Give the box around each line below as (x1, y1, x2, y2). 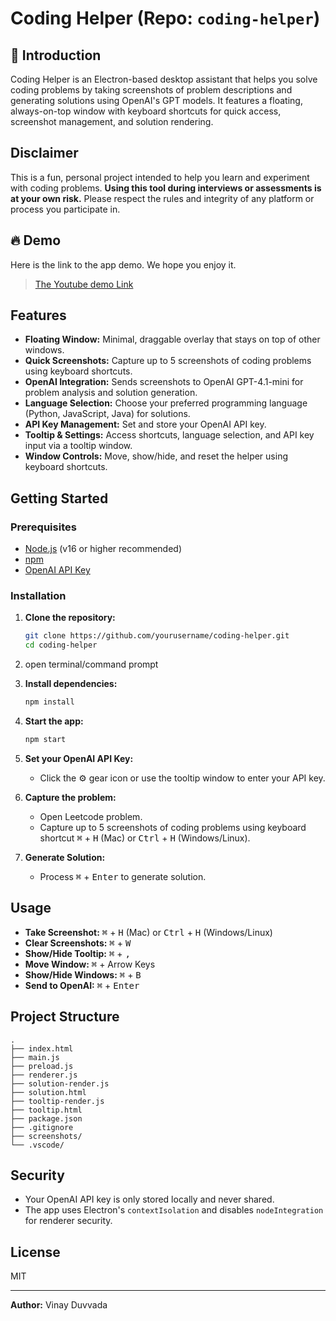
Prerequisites (10, 520, 77, 534)
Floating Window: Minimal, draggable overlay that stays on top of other (24, 333, 321, 346)
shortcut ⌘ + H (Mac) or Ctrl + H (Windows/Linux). (39, 832, 251, 844)
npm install (24, 697, 75, 707)
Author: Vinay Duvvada (10, 1299, 108, 1311)
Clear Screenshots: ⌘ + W (24, 937, 132, 949)
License (10, 1243, 61, 1261)
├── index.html (10, 1043, 74, 1054)
